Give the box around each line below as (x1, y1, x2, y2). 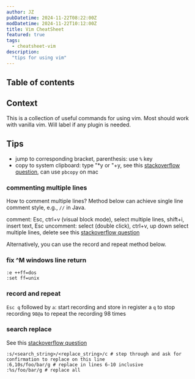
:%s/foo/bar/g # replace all (6, 367, 81, 373)
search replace (6, 325, 52, 334)
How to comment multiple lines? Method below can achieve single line (6, 197, 183, 204)
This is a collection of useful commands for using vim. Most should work (6, 114, 189, 121)
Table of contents (6, 77, 75, 88)
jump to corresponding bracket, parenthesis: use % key (15, 155, 153, 163)
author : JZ (6, 9, 34, 15)
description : (6, 49, 40, 55)
